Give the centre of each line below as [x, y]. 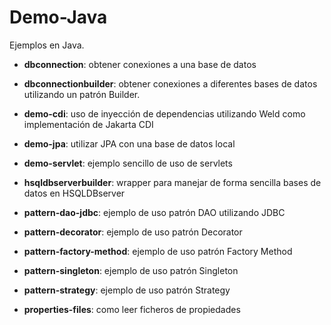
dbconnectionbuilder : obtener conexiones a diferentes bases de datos [170, 83]
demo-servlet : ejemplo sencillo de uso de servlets [128, 163]
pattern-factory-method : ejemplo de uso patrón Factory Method [158, 251]
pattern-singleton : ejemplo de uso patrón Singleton [131, 270]
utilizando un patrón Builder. [82, 94]
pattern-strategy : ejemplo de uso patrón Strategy [127, 290]
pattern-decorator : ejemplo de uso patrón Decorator [133, 232]
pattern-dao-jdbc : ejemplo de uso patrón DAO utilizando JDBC [154, 212]
